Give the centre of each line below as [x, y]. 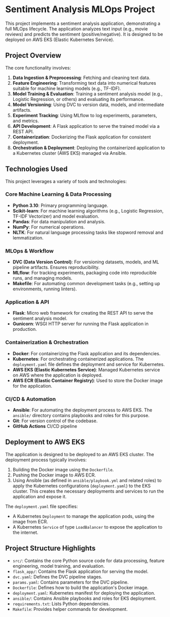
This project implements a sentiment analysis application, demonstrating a [83, 23]
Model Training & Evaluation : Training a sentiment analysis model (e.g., [88, 94]
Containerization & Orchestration [47, 342]
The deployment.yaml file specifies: [42, 506]
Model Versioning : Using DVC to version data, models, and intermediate [88, 105]
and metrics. [26, 121]
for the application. [32, 386]
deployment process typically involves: [46, 460]
